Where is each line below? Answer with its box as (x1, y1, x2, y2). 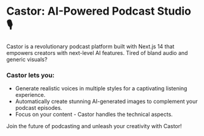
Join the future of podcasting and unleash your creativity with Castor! (6, 123, 182, 130)
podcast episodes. (15, 104, 62, 112)
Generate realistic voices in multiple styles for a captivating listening (15, 85, 187, 92)
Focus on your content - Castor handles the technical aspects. (15, 111, 173, 118)
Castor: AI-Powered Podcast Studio (6, 4, 192, 18)
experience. (15, 91, 46, 99)
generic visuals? (6, 55, 48, 63)
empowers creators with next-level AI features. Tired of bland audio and (6, 49, 188, 56)
